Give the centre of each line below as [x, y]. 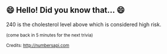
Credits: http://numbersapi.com [38, 45]
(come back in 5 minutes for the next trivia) [49, 35]
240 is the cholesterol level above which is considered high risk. [84, 24]
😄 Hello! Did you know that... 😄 [66, 10]
